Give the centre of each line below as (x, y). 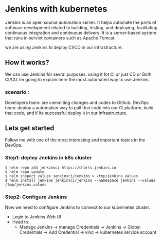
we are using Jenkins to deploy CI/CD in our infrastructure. (64, 47)
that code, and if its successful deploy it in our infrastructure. (66, 113)
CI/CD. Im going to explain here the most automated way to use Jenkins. (77, 79)
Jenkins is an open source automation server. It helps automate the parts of (81, 22)
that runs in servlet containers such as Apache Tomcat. (60, 38)
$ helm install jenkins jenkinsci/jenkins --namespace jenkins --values (80, 181)
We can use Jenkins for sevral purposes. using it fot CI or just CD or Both (78, 74)
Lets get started (30, 128)
